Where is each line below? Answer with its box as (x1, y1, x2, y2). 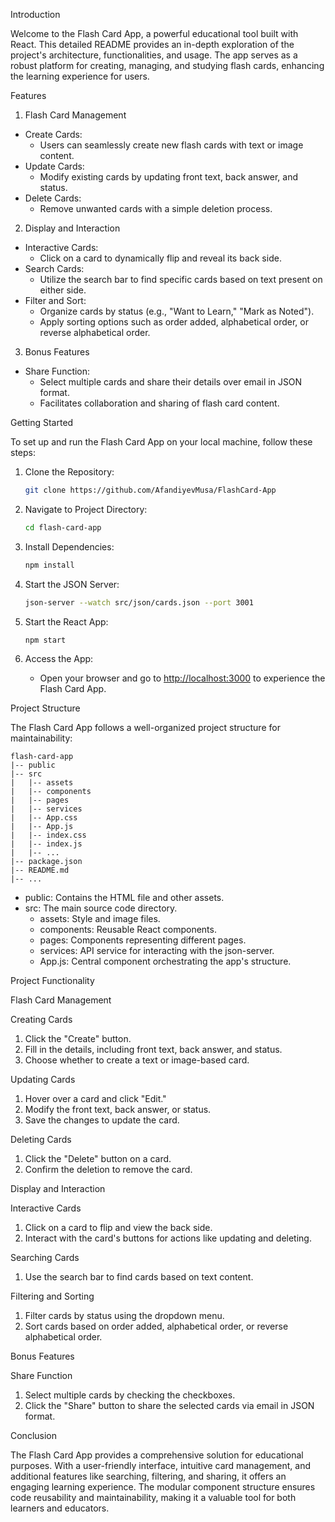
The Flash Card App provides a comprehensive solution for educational (10, 1449, 304, 1461)
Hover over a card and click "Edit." (24, 1093, 167, 1105)
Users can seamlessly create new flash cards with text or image (39, 139, 304, 151)
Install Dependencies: (24, 540, 115, 553)
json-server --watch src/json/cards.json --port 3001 (24, 597, 254, 608)
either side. (39, 284, 87, 296)
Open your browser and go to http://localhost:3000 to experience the (39, 672, 326, 684)
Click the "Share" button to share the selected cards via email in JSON (24, 1400, 315, 1412)
